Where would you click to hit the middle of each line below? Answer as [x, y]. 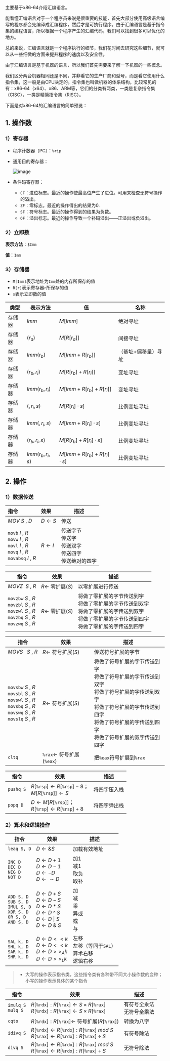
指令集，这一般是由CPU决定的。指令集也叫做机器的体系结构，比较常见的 [81, 82]
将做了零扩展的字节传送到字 [111, 596]
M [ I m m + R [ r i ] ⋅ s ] [80, 423]
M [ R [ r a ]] [69, 338]
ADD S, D [18, 897]
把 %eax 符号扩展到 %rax [120, 757]
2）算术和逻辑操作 [28, 825]
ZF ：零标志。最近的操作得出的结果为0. [60, 205]
